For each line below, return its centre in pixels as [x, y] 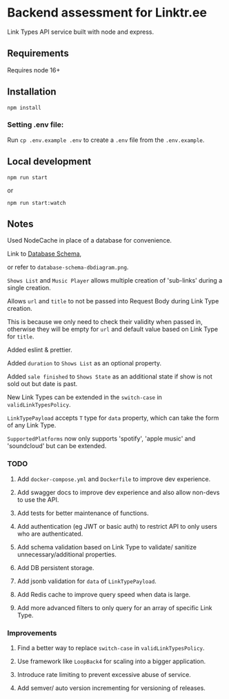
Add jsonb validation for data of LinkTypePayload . [87, 581]
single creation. [29, 288]
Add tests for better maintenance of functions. [83, 513]
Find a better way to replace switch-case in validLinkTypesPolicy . [111, 648]
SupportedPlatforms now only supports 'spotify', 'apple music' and [101, 438]
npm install [24, 108]
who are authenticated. [50, 534]
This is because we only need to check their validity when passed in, [105, 322]
